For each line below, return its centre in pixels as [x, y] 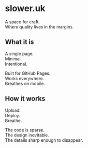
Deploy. [13, 115]
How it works [25, 99]
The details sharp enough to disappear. [44, 140]
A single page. [19, 54]
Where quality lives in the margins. [39, 27]
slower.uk [25, 8]
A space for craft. [22, 22]
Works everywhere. [25, 78]
